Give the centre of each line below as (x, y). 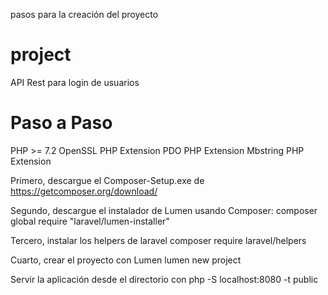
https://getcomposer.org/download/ (84, 191)
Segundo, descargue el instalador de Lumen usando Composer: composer (164, 210)
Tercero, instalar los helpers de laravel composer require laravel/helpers (158, 240)
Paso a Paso (61, 123)
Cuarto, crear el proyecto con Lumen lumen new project (126, 260)
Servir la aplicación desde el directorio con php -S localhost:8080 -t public (164, 279)
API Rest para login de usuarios (75, 82)
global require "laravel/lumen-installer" (90, 221)
